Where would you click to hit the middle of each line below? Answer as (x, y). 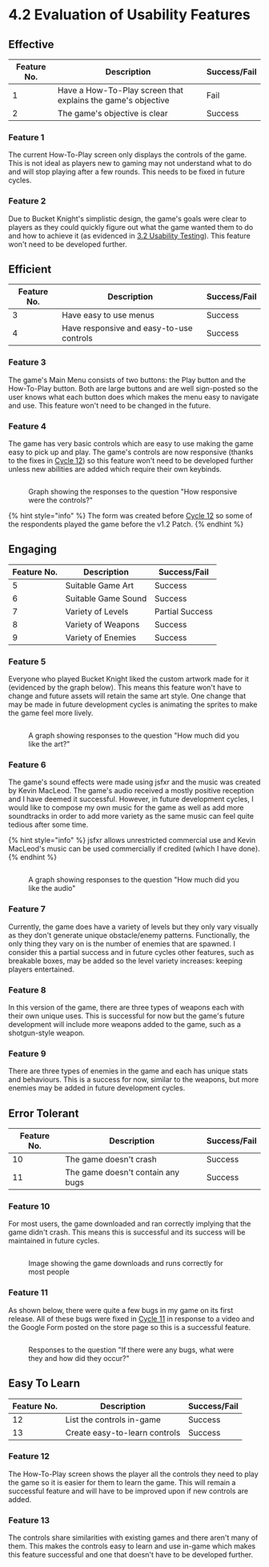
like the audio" (52, 888)
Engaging (33, 549)
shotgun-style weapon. (47, 1033)
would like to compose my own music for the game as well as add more (126, 808)
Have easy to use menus (108, 316)
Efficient (30, 269)
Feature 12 (29, 1456)
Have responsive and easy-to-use (128, 328)
